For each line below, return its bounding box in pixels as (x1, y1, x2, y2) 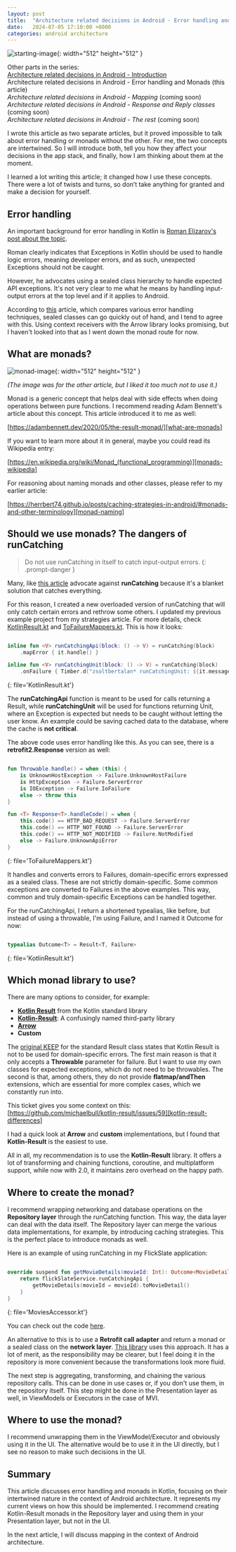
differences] (7, 1116, 43, 1125)
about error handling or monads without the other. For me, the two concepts (7, 137, 228, 145)
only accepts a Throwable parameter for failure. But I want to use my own (7, 1058, 221, 1066)
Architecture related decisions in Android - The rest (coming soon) (7, 116, 200, 124)
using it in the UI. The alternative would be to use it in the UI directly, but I (7, 1440, 220, 1449)
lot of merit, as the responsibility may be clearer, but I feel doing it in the (7, 1350, 216, 1358)
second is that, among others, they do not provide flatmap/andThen (7, 1073, 206, 1081)
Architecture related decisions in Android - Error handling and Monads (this (7, 78, 225, 87)
